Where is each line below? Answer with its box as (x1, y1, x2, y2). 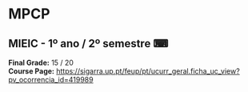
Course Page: (8, 66, 54, 76)
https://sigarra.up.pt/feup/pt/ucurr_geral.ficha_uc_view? (55, 66, 240, 76)
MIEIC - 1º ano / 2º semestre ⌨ (8, 37, 169, 50)
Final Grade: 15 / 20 (8, 58, 74, 67)
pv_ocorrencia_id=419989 (8, 75, 94, 84)
